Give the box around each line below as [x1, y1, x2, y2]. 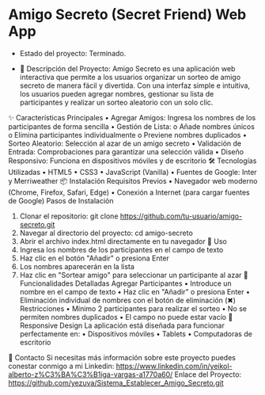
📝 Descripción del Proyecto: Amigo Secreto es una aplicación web [19, 63, 236, 73]
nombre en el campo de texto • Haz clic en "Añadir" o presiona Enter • [19, 287, 251, 296]
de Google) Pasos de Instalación [8, 196, 114, 205]
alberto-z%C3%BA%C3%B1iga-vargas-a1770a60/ [8, 370, 173, 379]
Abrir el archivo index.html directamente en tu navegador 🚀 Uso [19, 236, 227, 246]
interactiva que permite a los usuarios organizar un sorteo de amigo [19, 72, 241, 82]
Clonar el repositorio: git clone [19, 211, 119, 221]
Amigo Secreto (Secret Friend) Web [8, 6, 247, 24]
